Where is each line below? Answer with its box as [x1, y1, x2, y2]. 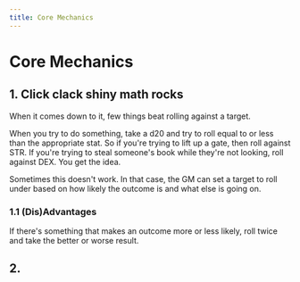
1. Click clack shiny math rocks [9, 87, 184, 103]
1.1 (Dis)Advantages [9, 205, 97, 218]
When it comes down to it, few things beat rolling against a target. [9, 111, 252, 121]
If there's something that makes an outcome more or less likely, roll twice [9, 225, 279, 236]
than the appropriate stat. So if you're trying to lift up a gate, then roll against [9, 137, 291, 148]
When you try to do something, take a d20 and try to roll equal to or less [9, 128, 274, 138]
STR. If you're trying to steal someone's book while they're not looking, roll [9, 146, 284, 157]
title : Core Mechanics [9, 12, 94, 22]
